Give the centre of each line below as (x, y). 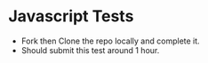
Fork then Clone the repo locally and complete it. (111, 41)
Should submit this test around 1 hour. (90, 50)
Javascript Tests (71, 16)
